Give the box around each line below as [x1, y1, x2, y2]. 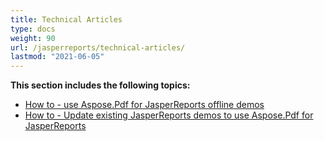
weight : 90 [10, 33, 56, 43]
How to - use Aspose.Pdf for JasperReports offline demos [24, 99, 265, 111]
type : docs [10, 24, 56, 34]
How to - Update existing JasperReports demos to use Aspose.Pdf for [24, 109, 314, 121]
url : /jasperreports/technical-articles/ [10, 42, 186, 53]
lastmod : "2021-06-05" [10, 52, 105, 62]
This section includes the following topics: [10, 79, 191, 91]
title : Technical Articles [10, 14, 123, 25]
